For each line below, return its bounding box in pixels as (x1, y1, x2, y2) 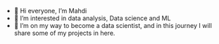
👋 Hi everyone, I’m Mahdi (13, 7, 87, 15)
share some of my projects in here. (13, 29, 115, 37)
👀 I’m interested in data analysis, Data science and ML (13, 14, 171, 22)
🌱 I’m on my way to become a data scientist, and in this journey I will (13, 22, 213, 29)
